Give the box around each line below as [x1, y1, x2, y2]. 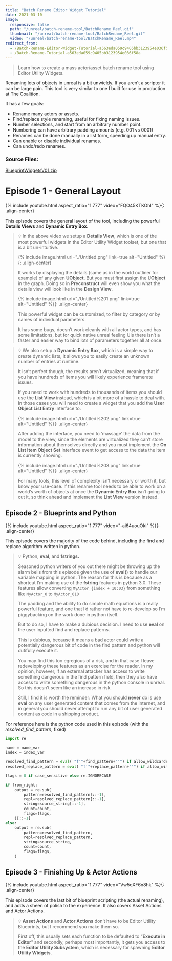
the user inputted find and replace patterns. [17, 626, 110, 632]
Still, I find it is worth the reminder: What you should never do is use [17, 694, 161, 701]
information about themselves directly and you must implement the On [17, 441, 167, 448]
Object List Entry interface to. [17, 405, 81, 411]
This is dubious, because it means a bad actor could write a [17, 637, 144, 643]
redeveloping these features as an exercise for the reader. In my [17, 663, 153, 669]
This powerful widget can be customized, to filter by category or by [17, 311, 160, 317]
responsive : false [10, 21, 50, 27]
